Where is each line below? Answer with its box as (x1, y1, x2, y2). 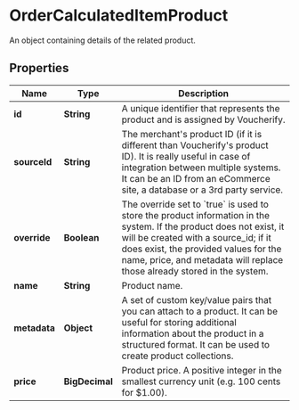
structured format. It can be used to (121, 338, 270, 350)
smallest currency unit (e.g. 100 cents (121, 375, 281, 388)
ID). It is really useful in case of (121, 150, 251, 162)
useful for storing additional (121, 316, 238, 328)
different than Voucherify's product (121, 139, 269, 152)
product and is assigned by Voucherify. (121, 113, 286, 126)
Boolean (63, 231, 100, 243)
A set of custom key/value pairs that (121, 293, 272, 306)
